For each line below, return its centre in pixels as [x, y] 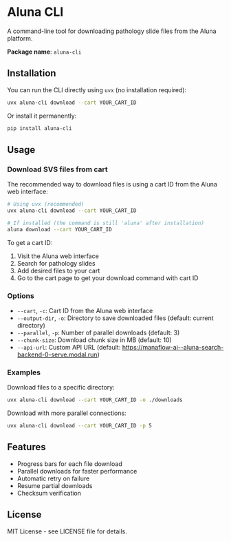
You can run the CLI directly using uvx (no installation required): [97, 89]
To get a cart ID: [30, 242]
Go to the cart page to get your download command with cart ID [108, 278]
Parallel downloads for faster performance [77, 471]
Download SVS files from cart [57, 169]
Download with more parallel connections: [67, 413]
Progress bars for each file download [69, 464]
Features [26, 447]
